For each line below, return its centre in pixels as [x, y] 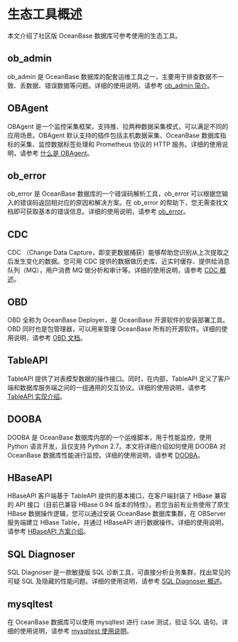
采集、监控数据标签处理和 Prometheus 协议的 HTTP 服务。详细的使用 [121, 144]
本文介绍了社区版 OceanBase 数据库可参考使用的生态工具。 [94, 36]
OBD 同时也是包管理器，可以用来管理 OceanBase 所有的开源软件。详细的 [114, 329]
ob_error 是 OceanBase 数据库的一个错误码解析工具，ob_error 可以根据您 [115, 194]
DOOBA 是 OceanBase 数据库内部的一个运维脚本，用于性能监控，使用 [109, 437]
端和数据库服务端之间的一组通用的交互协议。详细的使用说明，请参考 [107, 387]
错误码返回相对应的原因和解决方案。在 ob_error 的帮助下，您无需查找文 [124, 203]
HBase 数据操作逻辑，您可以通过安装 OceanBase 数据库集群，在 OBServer [117, 514]
